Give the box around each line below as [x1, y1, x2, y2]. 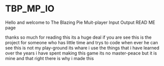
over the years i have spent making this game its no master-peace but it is [5, 50, 157, 56]
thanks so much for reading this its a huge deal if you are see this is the [5, 34, 152, 40]
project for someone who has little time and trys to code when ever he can [5, 39, 159, 45]
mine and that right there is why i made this [5, 55, 94, 61]
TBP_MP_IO [5, 3, 55, 14]
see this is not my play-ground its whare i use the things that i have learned [5, 45, 160, 51]
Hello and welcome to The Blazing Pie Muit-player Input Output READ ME [5, 19, 156, 25]
